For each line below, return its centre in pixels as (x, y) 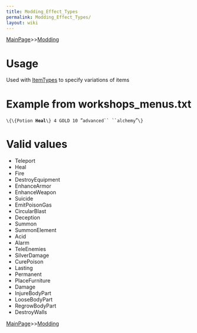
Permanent (28, 274)
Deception (27, 218)
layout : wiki (22, 23)
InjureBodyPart (33, 293)
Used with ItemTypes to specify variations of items (68, 80)
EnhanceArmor (33, 186)
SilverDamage (32, 255)
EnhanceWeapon (35, 192)
